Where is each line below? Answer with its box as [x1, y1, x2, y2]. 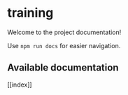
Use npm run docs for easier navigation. [7, 41, 121, 50]
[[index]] [7, 80, 33, 89]
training [7, 5, 54, 21]
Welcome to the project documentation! [7, 28, 122, 36]
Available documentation [7, 61, 119, 74]
